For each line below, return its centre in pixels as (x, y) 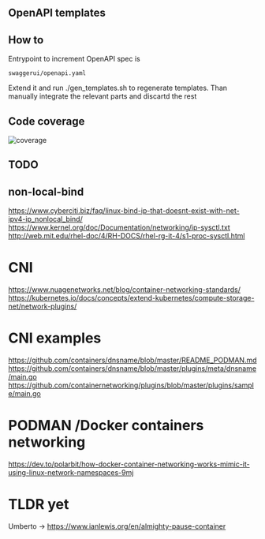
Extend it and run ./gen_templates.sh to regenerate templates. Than (118, 88)
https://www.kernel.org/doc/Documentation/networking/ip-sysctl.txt (119, 227)
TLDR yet (39, 505)
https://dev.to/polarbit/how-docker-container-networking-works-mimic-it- (129, 464)
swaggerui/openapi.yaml (47, 73)
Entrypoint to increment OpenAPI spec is (74, 59)
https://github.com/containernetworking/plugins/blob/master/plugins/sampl (131, 385)
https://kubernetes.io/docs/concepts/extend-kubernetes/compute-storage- (131, 298)
